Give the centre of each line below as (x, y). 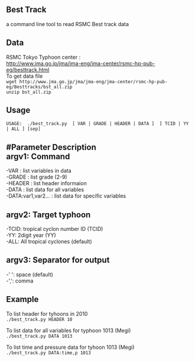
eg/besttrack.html (28, 69)
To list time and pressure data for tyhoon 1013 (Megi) (70, 347)
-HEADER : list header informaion (46, 183)
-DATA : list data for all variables (45, 190)
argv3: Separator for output (58, 260)
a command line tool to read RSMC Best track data (67, 24)
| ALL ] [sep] (24, 129)
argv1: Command (38, 156)
